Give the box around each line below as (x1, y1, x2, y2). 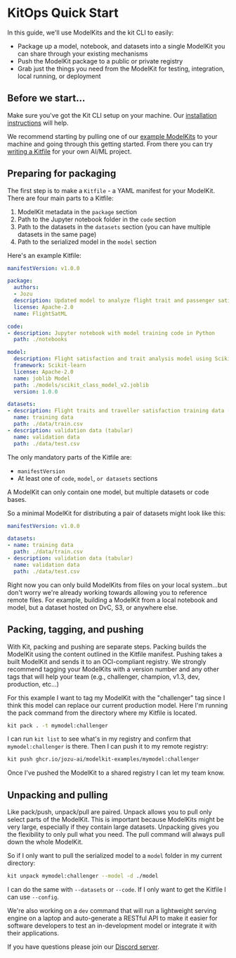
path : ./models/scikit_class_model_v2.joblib (13, 381, 150, 388)
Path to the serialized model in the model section (17, 238, 157, 246)
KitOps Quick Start (7, 5, 119, 21)
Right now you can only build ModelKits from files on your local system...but (7, 580, 228, 589)
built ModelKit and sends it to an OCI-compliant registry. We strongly (7, 657, 206, 665)
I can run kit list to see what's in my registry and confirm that (7, 735, 191, 743)
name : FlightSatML (13, 310, 68, 317)
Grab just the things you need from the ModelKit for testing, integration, (17, 64, 225, 73)
